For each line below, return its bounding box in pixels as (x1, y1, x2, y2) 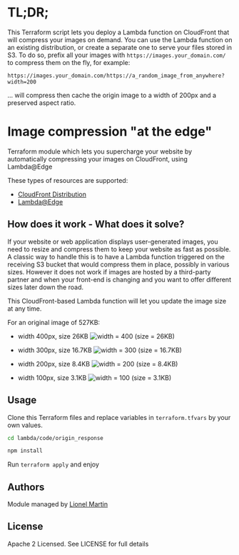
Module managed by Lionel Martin (7, 500, 108, 509)
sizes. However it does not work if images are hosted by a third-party (7, 267, 211, 276)
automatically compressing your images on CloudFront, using (7, 154, 188, 163)
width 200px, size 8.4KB (17, 359, 91, 368)
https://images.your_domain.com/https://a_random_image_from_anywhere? (7, 72, 225, 79)
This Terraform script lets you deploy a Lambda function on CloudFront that (7, 28, 230, 36)
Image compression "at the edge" (7, 124, 213, 140)
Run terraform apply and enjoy (7, 460, 100, 469)
